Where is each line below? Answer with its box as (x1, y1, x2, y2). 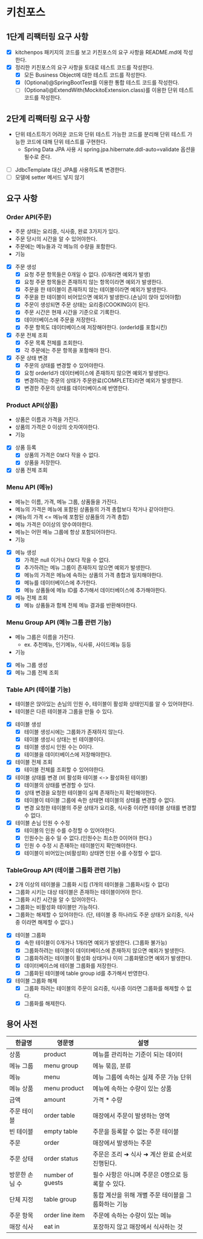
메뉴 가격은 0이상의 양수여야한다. (14, 520, 93, 528)
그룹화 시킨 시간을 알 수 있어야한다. (14, 896, 98, 904)
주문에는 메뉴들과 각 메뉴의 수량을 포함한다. (14, 242, 117, 250)
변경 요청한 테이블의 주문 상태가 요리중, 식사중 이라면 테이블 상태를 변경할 (24, 804, 197, 811)
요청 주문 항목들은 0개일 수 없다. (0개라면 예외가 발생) (24, 271, 151, 278)
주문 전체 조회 (14, 331, 48, 338)
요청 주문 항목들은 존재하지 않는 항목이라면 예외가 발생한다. (24, 279, 163, 286)
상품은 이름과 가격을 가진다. (14, 416, 80, 423)
